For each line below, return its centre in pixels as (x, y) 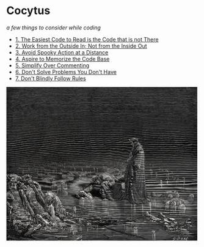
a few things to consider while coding (53, 28)
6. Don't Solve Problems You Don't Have (66, 72)
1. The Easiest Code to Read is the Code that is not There (87, 39)
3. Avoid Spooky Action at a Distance (62, 52)
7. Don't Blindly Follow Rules (51, 78)
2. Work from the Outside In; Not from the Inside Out (81, 46)
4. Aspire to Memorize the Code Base (62, 59)
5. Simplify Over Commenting (52, 65)
